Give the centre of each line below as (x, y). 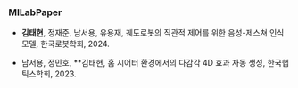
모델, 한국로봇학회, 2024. (66, 44)
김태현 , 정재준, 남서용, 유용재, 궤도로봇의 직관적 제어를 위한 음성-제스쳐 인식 (153, 33)
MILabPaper (35, 12)
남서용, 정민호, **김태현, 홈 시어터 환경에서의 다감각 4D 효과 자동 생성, (143, 63)
